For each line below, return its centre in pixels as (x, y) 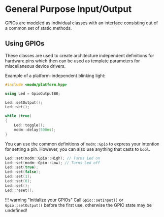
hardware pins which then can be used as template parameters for (73, 61)
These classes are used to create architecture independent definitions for (80, 55)
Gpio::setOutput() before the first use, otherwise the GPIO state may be (78, 205)
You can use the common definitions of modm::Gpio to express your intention (82, 144)
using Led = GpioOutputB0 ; (33, 93)
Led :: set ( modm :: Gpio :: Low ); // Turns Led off (52, 163)
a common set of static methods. (39, 28)
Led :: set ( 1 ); (18, 176)
